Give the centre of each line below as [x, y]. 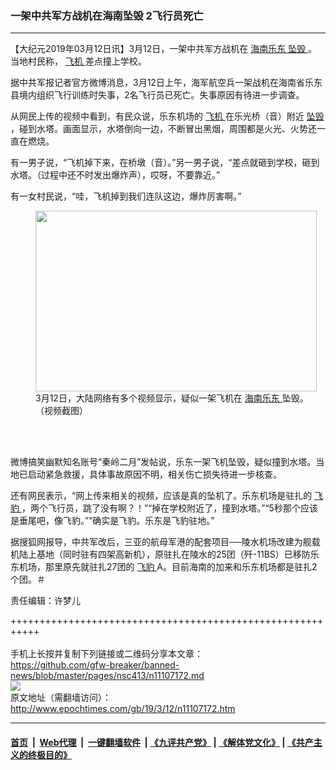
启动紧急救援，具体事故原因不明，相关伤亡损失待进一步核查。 [154, 474]
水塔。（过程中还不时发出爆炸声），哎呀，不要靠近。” [115, 175]
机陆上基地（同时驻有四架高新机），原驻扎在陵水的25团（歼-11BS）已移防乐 [165, 554]
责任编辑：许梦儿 [45, 601]
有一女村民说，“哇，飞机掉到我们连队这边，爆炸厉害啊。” [126, 196]
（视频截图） [61, 411]
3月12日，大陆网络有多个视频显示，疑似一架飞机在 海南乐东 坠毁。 [172, 398]
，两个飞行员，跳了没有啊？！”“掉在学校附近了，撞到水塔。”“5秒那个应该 [169, 508]
